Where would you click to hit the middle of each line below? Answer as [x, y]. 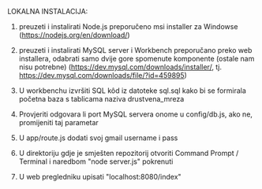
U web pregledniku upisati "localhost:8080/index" [100, 177]
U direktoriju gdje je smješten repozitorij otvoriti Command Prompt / [129, 153]
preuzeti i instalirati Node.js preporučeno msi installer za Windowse [128, 26]
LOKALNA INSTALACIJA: [48, 11]
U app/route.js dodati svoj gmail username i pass [98, 138]
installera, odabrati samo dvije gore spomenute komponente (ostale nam [137, 59]
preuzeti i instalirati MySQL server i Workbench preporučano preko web [135, 50]
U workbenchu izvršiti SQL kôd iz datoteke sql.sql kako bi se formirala [132, 91]
